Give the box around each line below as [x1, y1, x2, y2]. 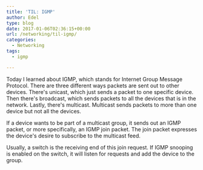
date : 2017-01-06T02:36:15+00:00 [6, 25, 91, 32]
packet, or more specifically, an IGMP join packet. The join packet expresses [6, 125, 198, 133]
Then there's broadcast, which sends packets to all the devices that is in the [6, 95, 196, 102]
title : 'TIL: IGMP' [6, 8, 56, 15]
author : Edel [6, 14, 39, 20]
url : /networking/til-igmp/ [6, 31, 78, 37]
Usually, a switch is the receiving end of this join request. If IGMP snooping [6, 143, 193, 151]
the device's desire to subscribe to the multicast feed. [6, 132, 141, 139]
